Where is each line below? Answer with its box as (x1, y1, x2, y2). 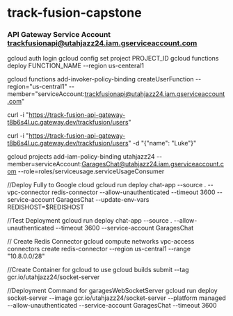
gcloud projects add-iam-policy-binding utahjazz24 (7, 152, 155, 161)
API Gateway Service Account (7, 30, 111, 40)
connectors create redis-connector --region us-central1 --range (7, 245, 191, 253)
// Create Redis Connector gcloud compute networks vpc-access (7, 237, 195, 246)
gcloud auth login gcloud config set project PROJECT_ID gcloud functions (7, 54, 219, 63)
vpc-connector (7, 188, 51, 196)
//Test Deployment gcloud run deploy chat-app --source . (7, 216, 172, 225)
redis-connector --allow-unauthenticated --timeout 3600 (51, 188, 216, 196)
